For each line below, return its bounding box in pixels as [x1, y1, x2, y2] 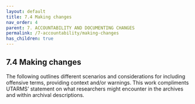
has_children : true [6, 36, 54, 41]
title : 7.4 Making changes [6, 14, 72, 20]
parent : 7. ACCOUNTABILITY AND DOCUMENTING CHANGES [6, 25, 135, 31]
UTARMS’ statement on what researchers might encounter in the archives [6, 85, 183, 92]
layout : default [6, 8, 46, 15]
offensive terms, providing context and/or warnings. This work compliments [6, 79, 189, 86]
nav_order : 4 [6, 19, 38, 25]
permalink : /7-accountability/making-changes [6, 30, 119, 36]
